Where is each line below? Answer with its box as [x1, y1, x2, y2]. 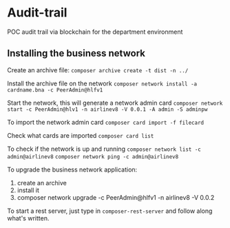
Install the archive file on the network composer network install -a [7, 79, 198, 87]
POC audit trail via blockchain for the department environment [7, 28, 183, 36]
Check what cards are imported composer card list [7, 131, 154, 139]
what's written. [7, 214, 50, 222]
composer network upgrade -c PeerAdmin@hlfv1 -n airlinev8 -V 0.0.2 [17, 193, 215, 201]
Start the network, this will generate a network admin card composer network [7, 99, 223, 107]
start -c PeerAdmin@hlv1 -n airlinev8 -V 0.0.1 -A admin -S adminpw [7, 105, 208, 113]
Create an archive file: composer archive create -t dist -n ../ [7, 65, 189, 74]
